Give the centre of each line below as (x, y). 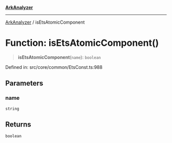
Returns (18, 125)
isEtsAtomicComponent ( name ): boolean (59, 57)
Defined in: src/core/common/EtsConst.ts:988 (54, 67)
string (12, 109)
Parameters (24, 84)
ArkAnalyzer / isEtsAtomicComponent (45, 22)
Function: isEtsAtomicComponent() (82, 43)
